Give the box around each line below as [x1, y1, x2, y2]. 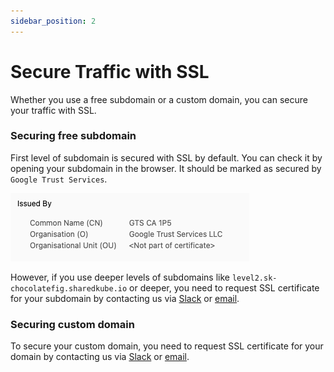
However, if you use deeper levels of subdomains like [10, 271, 230, 283]
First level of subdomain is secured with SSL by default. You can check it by [10, 151, 323, 164]
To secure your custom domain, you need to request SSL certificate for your [10, 340, 324, 352]
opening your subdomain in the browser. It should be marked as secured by [10, 162, 322, 174]
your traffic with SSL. [10, 104, 97, 116]
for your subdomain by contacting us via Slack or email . [10, 292, 240, 304]
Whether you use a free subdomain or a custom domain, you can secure [10, 93, 308, 105]
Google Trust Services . [10, 173, 108, 185]
